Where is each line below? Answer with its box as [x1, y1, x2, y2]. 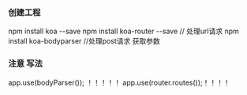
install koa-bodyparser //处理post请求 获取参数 [8, 36, 160, 46]
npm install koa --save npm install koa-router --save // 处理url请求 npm [8, 26, 239, 36]
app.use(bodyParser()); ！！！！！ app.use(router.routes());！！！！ [8, 78, 230, 87]
